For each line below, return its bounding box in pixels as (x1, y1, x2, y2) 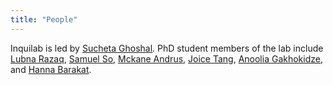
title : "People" (10, 14, 78, 25)
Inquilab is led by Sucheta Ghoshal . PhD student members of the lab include (10, 42, 324, 54)
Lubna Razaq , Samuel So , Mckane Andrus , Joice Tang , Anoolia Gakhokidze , (10, 52, 323, 65)
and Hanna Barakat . (10, 63, 92, 75)
